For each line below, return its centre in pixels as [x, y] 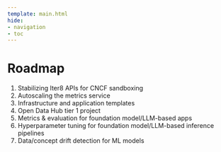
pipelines [31, 133]
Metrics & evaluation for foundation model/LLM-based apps [105, 118]
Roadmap [36, 69]
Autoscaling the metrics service [64, 95]
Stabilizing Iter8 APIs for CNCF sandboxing [80, 88]
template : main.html [38, 14]
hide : [15, 21]
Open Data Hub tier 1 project [59, 111]
